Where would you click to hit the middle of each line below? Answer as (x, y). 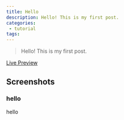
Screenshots (31, 82)
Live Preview (22, 63)
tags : (13, 34)
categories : (21, 23)
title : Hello (22, 12)
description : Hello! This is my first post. (63, 17)
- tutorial (22, 28)
